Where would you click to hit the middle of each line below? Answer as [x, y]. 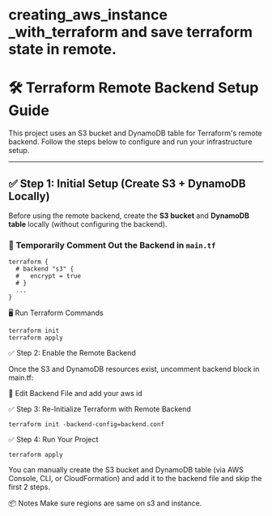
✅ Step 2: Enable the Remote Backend [72, 353]
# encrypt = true [49, 276]
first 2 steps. [30, 487]
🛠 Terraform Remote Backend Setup [134, 88]
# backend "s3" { [45, 269]
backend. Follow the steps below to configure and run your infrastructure [130, 142]
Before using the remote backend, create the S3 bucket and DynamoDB [129, 215]
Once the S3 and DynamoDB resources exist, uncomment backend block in [134, 369]
